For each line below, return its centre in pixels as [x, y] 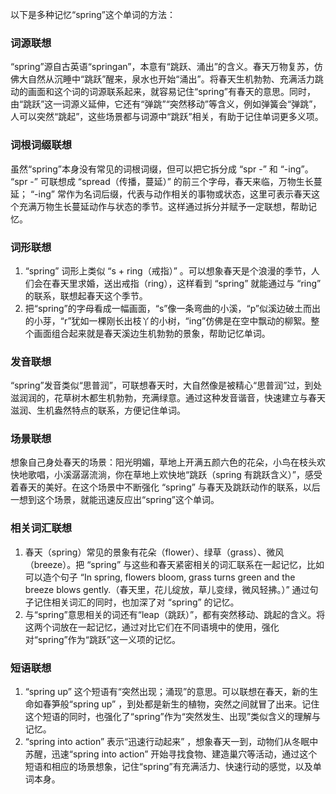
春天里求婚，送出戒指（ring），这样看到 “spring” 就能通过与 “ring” [186, 283]
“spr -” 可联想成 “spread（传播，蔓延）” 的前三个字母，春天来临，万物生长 [162, 181]
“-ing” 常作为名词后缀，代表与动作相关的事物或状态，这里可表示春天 [170, 194]
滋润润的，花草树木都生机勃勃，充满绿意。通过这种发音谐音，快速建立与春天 [168, 398]
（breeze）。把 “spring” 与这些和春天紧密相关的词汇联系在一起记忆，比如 [174, 564]
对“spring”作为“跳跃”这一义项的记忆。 [103, 639]
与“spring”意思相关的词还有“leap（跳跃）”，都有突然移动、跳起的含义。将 [175, 614]
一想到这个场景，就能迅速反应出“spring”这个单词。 [115, 500]
